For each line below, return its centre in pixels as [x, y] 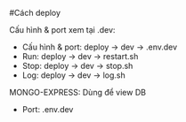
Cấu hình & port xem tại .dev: [62, 30]
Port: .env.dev [48, 109]
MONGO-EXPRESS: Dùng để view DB [78, 92]
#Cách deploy [35, 13]
